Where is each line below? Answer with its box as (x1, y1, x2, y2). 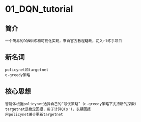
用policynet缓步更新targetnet (5, 112, 63, 117)
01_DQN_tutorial (5, 3, 73, 15)
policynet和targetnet (5, 67, 49, 72)
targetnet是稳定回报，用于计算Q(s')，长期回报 (5, 107, 91, 112)
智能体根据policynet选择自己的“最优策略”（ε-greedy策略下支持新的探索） (5, 101, 139, 106)
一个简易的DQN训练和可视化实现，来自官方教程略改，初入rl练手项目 (5, 38, 122, 43)
